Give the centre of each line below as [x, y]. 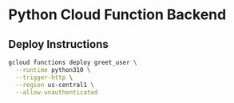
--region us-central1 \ [55, 85]
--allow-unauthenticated [57, 92]
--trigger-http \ [44, 77]
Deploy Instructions [59, 44]
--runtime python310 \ [53, 69]
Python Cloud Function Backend [117, 15]
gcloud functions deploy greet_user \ [73, 62]
